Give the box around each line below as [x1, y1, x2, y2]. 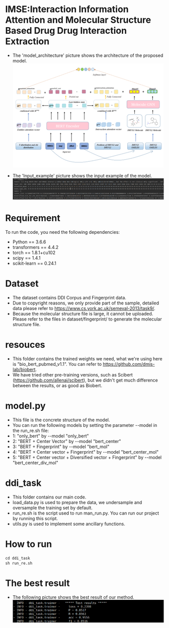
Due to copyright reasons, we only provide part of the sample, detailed [12, 300, 159, 306]
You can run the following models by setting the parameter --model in [12, 422, 157, 428]
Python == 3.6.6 [12, 238, 46, 245]
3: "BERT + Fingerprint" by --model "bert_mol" [12, 444, 110, 450]
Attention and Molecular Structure [5, 14, 151, 26]
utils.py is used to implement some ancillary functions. [12, 521, 126, 527]
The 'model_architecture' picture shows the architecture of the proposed [12, 52, 163, 58]
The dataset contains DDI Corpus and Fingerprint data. [12, 294, 127, 300]
